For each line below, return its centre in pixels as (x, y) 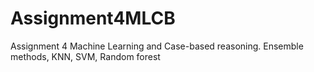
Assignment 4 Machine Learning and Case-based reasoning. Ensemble (157, 46)
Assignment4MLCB (93, 18)
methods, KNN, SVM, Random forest (85, 56)
